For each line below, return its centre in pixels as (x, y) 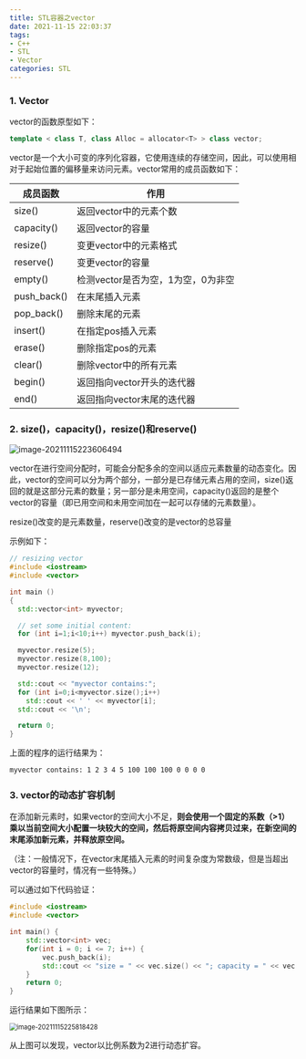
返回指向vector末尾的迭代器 (136, 400)
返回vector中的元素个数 (127, 212)
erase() (30, 348)
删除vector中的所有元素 (127, 366)
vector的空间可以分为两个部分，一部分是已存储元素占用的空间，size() (155, 480)
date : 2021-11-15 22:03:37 (61, 26)
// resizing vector (46, 559)
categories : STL (40, 69)
